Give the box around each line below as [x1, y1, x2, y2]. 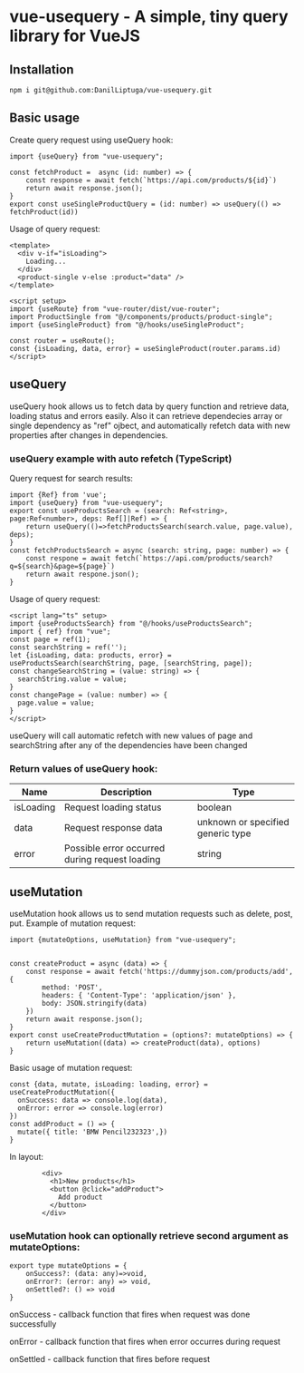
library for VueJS [9, 25, 140, 46]
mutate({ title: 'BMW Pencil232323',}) [17, 1127, 168, 1137]
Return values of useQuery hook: [9, 762, 158, 774]
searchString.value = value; [17, 674, 128, 684]
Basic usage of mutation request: [9, 1063, 133, 1074]
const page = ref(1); [9, 635, 91, 644]
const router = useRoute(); [9, 336, 116, 346]
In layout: [9, 1152, 43, 1163]
